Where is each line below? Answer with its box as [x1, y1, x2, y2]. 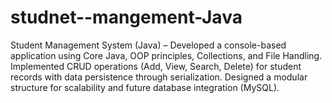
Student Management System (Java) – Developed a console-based [10, 39, 287, 51]
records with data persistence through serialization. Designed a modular [10, 71, 308, 83]
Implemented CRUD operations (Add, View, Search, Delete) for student [10, 60, 302, 72]
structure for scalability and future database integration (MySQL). [10, 81, 280, 93]
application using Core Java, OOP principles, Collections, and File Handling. [10, 49, 323, 61]
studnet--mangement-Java [10, 6, 243, 29]
